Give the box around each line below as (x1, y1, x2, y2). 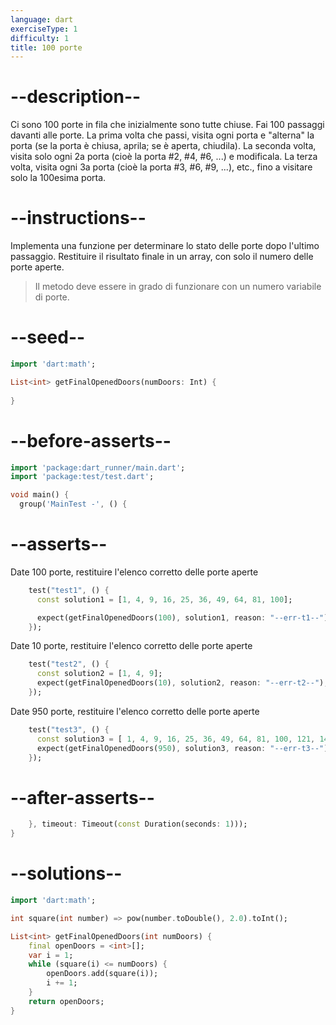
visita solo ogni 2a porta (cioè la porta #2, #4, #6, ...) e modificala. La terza (10, 151, 318, 163)
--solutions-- (10, 862, 123, 885)
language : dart (10, 14, 74, 25)
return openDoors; (28, 996, 105, 1006)
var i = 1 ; (28, 950, 74, 960)
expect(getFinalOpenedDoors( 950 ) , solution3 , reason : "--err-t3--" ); (36, 743, 333, 753)
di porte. (34, 291, 70, 303)
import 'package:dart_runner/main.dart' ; (10, 462, 186, 473)
